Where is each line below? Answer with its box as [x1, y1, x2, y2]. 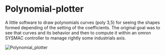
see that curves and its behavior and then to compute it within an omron [5, 30, 151, 36]
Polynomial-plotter [5, 3, 84, 15]
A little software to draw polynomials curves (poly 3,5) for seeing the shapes [5, 19, 160, 25]
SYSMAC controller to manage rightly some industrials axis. [5, 35, 126, 41]
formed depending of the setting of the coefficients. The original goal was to [5, 24, 161, 30]
